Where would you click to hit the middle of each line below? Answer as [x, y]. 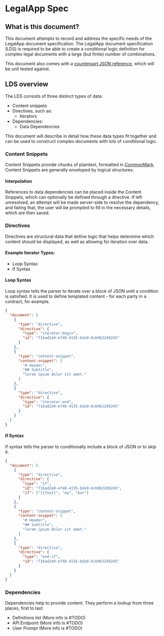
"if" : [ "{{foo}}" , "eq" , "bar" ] [56, 493]
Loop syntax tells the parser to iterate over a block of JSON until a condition [82, 291]
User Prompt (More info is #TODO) [47, 628]
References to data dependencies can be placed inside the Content [73, 192]
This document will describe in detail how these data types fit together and [81, 136]
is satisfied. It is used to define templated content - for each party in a [76, 296]
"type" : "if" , [37, 484]
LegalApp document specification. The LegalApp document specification [79, 44]
